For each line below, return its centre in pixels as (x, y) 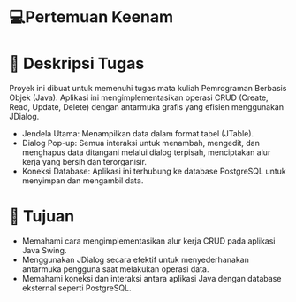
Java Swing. (44, 251)
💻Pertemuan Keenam (91, 17)
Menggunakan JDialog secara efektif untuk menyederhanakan (135, 260)
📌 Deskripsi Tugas (77, 64)
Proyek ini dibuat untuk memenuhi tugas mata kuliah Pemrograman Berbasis (148, 89)
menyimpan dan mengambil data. (83, 181)
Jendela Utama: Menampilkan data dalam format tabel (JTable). (138, 134)
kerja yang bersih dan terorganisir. (84, 162)
